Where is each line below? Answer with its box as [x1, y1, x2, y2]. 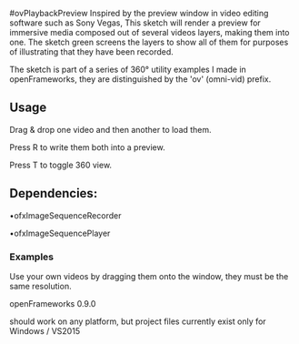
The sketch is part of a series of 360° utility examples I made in [9, 64, 247, 75]
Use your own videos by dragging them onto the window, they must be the [9, 270, 289, 281]
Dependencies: [9, 186, 98, 201]
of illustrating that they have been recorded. [9, 46, 174, 57]
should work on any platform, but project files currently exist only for [9, 316, 266, 327]
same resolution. [9, 280, 72, 291]
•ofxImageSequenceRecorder [9, 209, 122, 221]
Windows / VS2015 [9, 325, 80, 336]
